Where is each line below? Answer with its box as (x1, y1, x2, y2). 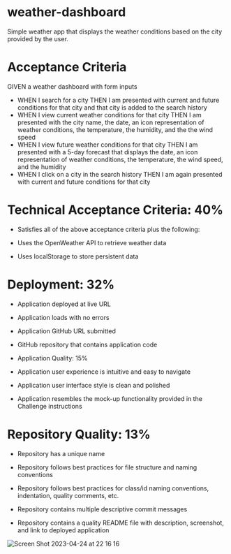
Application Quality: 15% (17, 353, 89, 362)
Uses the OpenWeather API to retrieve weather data (17, 238, 167, 247)
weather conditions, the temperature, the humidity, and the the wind (17, 125, 214, 133)
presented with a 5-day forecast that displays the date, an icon (17, 147, 198, 156)
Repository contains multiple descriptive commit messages (17, 504, 188, 513)
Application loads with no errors (17, 313, 110, 321)
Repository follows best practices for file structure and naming (17, 462, 198, 472)
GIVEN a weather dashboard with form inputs (7, 82, 137, 91)
